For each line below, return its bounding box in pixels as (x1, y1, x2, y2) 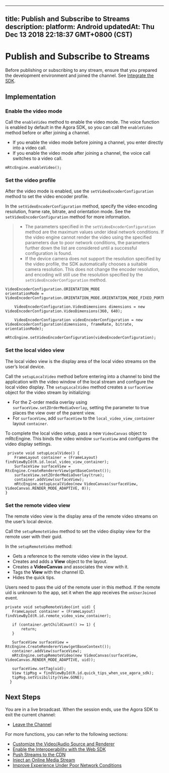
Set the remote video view (5, 502, 70, 509)
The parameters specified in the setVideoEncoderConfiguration (25, 224, 156, 230)
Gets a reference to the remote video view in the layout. (12, 553, 128, 559)
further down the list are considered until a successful (25, 245, 137, 251)
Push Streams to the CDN (12, 751, 66, 757)
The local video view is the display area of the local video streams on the (5, 358, 156, 364)
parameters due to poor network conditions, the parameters (25, 240, 150, 246)
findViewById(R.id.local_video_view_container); (5, 459, 109, 464)
